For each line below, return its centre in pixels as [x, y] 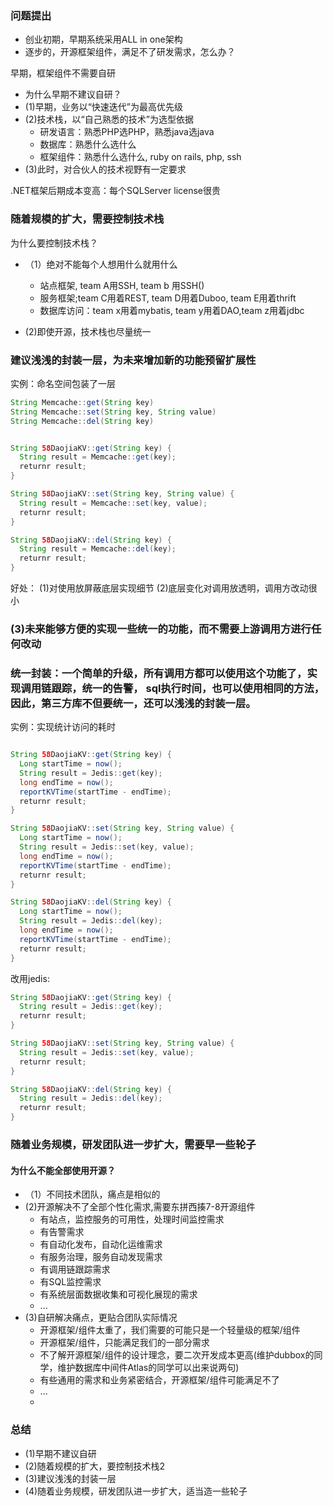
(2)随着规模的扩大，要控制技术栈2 [95, 1466]
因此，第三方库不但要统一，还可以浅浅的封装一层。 [133, 703]
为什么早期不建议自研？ [73, 94]
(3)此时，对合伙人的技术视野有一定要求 [105, 169]
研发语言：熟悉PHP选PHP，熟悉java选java [127, 132]
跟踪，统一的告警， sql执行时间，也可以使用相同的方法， [188, 688]
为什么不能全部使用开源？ [63, 1170]
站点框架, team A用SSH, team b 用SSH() [122, 285]
